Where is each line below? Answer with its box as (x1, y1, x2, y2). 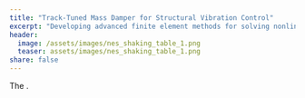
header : (9, 30, 39, 39)
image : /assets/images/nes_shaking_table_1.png (17, 38, 202, 48)
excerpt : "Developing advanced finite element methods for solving (9, 22, 271, 31)
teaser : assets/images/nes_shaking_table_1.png (17, 47, 202, 56)
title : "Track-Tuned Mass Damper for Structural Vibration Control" (9, 13, 274, 23)
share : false (9, 55, 59, 64)
